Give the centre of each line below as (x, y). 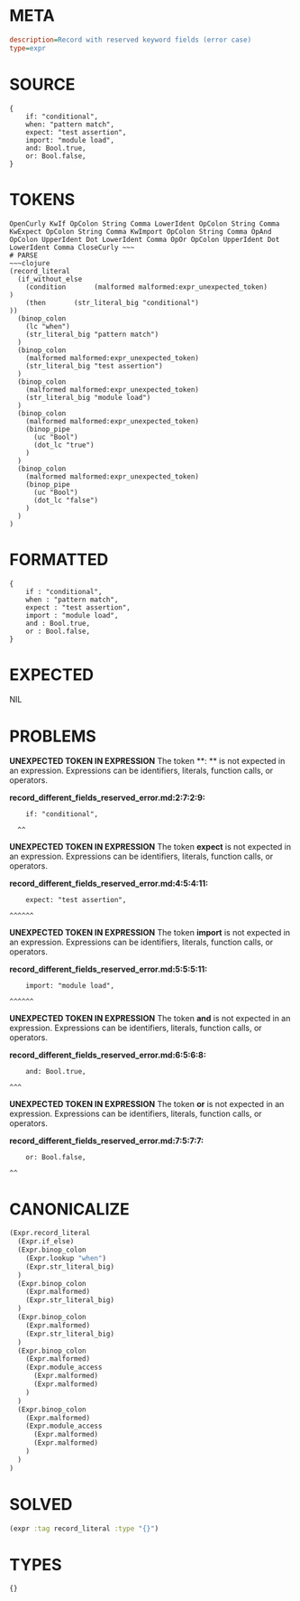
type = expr (28, 48)
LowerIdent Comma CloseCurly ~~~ (72, 247)
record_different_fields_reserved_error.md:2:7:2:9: (107, 798)
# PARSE (24, 255)
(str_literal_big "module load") (88, 397)
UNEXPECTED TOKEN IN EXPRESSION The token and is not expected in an (150, 1019)
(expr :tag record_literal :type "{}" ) (84, 1528)
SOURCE (42, 84)
